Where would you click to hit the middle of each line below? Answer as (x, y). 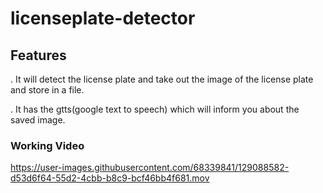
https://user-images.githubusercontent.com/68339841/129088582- (150, 168)
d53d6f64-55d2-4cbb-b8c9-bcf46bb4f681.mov (110, 178)
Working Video (47, 145)
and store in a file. (47, 90)
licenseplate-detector (103, 18)
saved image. (38, 120)
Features (38, 55)
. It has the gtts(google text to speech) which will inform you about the (155, 109)
